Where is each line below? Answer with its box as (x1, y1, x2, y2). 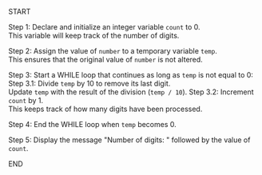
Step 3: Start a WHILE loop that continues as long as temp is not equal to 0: (8, 70, 254, 79)
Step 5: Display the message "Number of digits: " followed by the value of (8, 135, 251, 145)
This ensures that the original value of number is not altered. (8, 55, 204, 64)
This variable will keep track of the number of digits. (8, 31, 180, 40)
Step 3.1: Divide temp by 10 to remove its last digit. (8, 79, 171, 88)
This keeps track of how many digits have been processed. (8, 104, 203, 113)
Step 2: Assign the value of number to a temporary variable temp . (8, 46, 217, 55)
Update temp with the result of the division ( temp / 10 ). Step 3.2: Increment (8, 87, 254, 97)
